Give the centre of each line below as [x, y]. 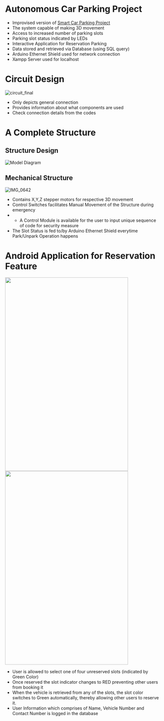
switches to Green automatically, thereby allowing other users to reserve [85, 697]
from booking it [27, 687]
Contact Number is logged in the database [55, 713]
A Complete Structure [51, 133]
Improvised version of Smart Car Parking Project [61, 23]
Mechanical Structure [39, 178]
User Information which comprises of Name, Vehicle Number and [78, 708]
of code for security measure [49, 225]
